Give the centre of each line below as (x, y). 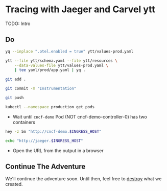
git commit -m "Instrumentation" (41, 89)
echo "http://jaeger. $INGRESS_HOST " (44, 141)
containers (24, 122)
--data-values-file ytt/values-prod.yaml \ (62, 65)
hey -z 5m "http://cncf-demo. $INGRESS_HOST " (53, 131)
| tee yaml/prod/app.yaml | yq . (50, 70)
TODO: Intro (18, 23)
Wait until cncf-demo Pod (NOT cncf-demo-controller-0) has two (80, 116)
